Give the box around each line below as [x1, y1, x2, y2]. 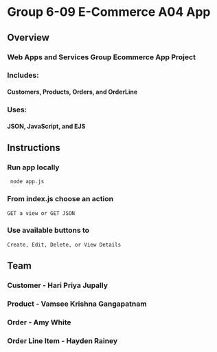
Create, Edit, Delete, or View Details [7, 241, 122, 248]
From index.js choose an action [7, 194, 114, 204]
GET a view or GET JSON [7, 209, 76, 217]
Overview [7, 32, 50, 43]
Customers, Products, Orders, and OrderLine [7, 87, 138, 96]
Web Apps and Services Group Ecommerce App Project [7, 52, 196, 62]
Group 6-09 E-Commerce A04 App [7, 4, 211, 20]
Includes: [7, 70, 39, 80]
